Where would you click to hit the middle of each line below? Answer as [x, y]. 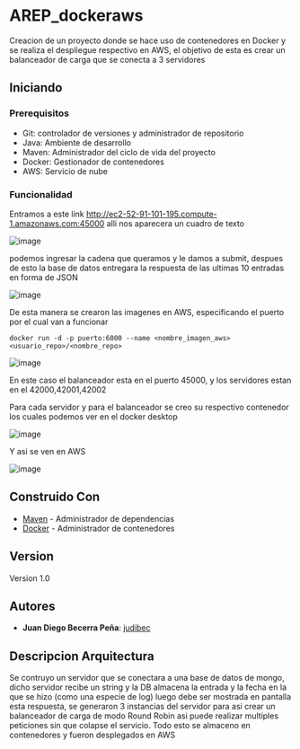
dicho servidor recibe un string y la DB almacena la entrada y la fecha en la [148, 687]
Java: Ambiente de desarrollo [77, 142]
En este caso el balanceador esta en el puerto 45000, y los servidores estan [150, 380]
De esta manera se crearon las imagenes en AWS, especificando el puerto [147, 312]
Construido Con [55, 497]
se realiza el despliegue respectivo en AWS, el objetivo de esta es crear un [147, 49]
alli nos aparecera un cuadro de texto [176, 223]
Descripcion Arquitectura [82, 656]
